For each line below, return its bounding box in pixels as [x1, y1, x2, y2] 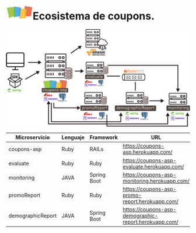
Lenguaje [61, 134, 85, 141]
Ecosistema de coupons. [33, 9, 155, 23]
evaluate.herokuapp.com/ [123, 163, 184, 170]
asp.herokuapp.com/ [123, 149, 173, 156]
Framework [89, 134, 118, 141]
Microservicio [15, 134, 50, 141]
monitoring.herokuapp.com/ [123, 177, 190, 184]
